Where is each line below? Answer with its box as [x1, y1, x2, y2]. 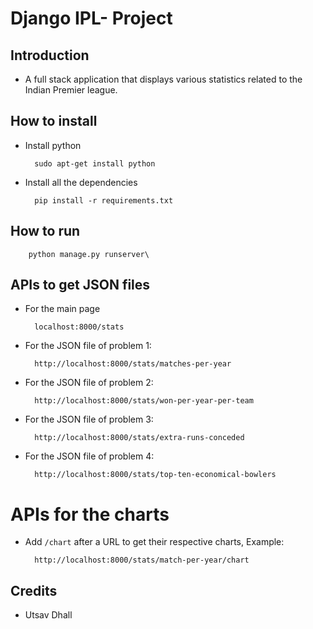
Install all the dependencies [24, 176, 138, 188]
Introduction [10, 47, 90, 64]
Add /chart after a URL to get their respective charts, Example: [24, 536, 285, 548]
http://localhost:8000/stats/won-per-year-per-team [34, 396, 254, 406]
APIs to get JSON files [10, 277, 151, 294]
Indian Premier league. [24, 84, 118, 96]
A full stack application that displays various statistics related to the [24, 73, 303, 85]
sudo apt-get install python [34, 158, 156, 169]
